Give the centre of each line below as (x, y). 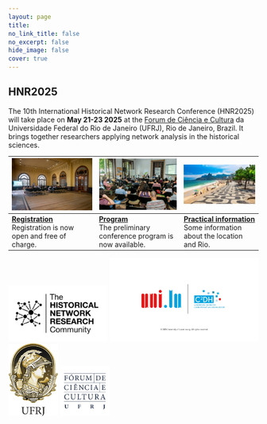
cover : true (28, 59)
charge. (24, 244)
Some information (213, 228)
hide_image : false (39, 51)
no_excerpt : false (39, 42)
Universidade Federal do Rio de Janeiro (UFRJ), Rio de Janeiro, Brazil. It (126, 128)
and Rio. (197, 244)
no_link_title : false (44, 33)
